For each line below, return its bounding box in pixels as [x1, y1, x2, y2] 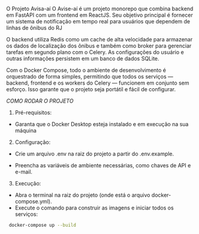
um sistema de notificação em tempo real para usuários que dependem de [6, 18, 191, 25]
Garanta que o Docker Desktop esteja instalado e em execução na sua [14, 121, 189, 128]
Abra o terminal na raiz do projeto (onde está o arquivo [14, 191, 150, 199]
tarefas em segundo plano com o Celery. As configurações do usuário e [6, 49, 184, 56]
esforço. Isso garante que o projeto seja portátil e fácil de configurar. [6, 86, 176, 92]
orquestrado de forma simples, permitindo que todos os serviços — [6, 73, 174, 80]
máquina [14, 127, 37, 134]
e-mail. [14, 168, 33, 175]
